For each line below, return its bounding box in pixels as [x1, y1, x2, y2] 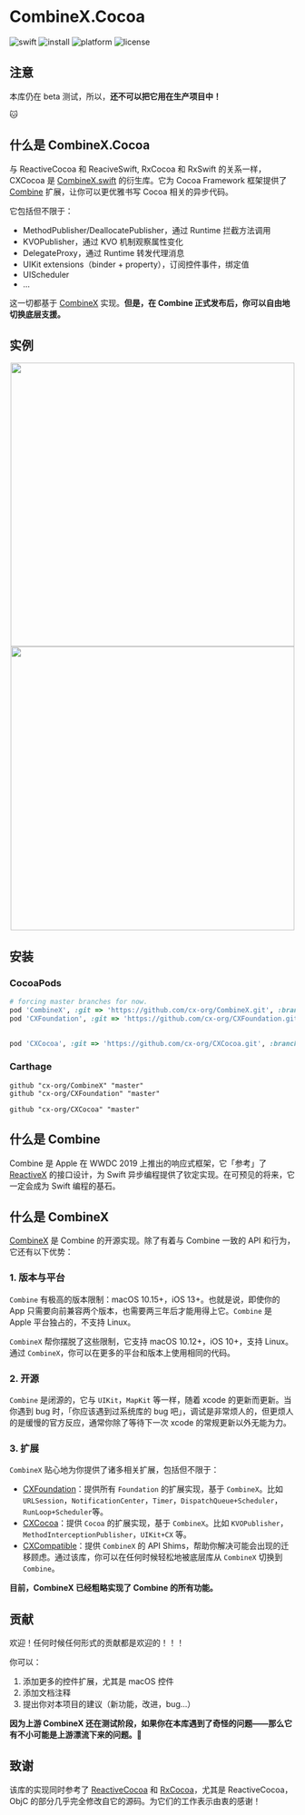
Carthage [9, 1060, 53, 1073]
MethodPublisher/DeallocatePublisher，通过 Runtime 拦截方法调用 [22, 224, 271, 235]
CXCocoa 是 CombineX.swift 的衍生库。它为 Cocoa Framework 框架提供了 [9, 174, 288, 185]
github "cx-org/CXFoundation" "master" [9, 1089, 161, 1098]
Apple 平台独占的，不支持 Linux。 [9, 1317, 136, 1327]
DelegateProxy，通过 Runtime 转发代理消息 [22, 247, 185, 258]
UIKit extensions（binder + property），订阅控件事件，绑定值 [22, 259, 250, 270]
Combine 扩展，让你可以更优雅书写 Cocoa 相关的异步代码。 [9, 186, 234, 197]
